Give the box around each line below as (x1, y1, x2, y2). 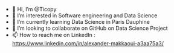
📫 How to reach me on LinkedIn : (11, 32, 95, 38)
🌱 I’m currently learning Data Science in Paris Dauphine (11, 18, 150, 25)
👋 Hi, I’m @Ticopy (11, 6, 57, 13)
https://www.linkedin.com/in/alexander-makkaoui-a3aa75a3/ (11, 40, 164, 47)
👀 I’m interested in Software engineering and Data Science (11, 12, 158, 19)
